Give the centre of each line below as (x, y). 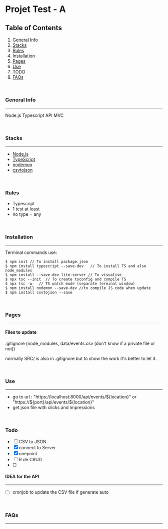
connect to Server (37, 448)
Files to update (21, 332)
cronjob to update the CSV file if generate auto (60, 492)
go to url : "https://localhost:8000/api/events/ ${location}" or (74, 396)
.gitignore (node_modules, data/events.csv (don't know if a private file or (80, 343)
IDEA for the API (22, 476)
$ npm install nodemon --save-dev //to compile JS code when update (78, 288)
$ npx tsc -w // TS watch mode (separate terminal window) (70, 284)
